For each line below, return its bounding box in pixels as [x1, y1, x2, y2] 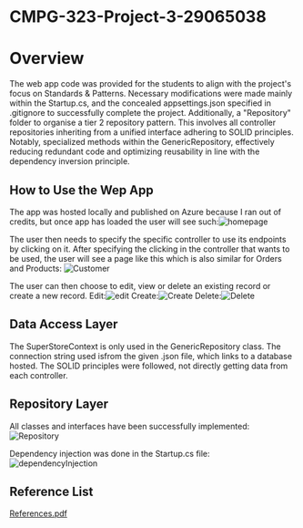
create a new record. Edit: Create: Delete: [9, 290, 222, 301]
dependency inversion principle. [9, 156, 130, 167]
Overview [9, 48, 85, 69]
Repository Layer [9, 397, 109, 412]
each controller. [9, 369, 68, 380]
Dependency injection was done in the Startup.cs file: [9, 448, 211, 459]
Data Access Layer [9, 316, 118, 332]
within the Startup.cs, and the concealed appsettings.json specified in [9, 98, 271, 109]
